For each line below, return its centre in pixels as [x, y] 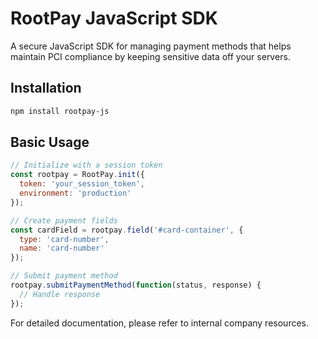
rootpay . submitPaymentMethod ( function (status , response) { [136, 285]
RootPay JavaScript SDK [114, 18]
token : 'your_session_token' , [82, 184]
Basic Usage [50, 142]
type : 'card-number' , [64, 239]
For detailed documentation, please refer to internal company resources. [159, 323]
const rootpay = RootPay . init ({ [77, 175]
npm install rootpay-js [60, 111]
